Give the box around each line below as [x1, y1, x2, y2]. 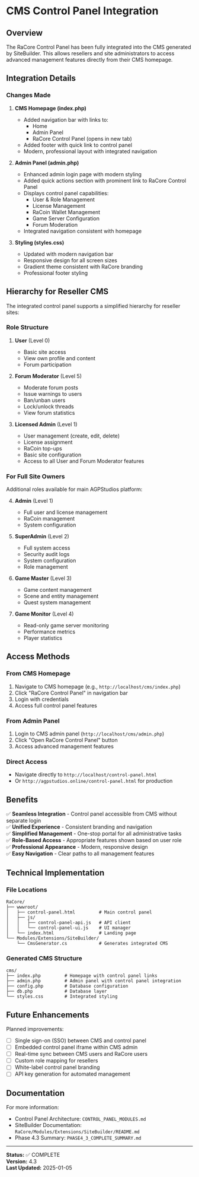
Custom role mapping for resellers [14, 1057, 98, 1064]
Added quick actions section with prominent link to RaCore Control [23, 177, 187, 184]
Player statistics [23, 634, 63, 642]
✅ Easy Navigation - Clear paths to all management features [6, 850, 155, 857]
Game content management [23, 586, 92, 594]
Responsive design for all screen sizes [23, 256, 117, 264]
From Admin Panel [6, 716, 60, 725]
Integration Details [6, 73, 76, 84]
